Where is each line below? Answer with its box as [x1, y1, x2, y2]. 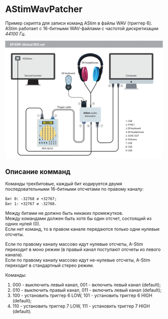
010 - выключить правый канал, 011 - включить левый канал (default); [12, 287, 161, 293]
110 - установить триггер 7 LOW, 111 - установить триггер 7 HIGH [12, 303, 150, 309]
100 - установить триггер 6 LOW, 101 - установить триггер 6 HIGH [12, 292, 152, 298]
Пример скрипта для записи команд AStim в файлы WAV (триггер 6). [5, 20, 152, 26]
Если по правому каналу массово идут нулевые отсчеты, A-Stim [5, 241, 143, 247]
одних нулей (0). [5, 221, 40, 227]
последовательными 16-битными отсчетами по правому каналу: [5, 186, 144, 192]
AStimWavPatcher [5, 4, 82, 15]
